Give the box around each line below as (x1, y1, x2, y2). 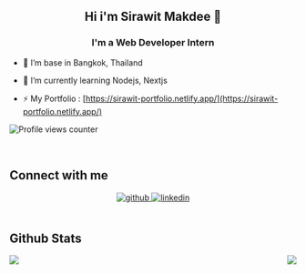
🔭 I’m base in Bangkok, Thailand (22, 56, 143, 68)
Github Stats (9, 230, 82, 246)
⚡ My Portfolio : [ (22, 93, 87, 104)
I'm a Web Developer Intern (91, 36, 215, 49)
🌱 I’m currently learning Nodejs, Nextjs (22, 75, 168, 86)
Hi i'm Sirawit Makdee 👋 (85, 9, 221, 25)
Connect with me (9, 167, 109, 183)
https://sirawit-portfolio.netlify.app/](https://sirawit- (85, 93, 279, 104)
